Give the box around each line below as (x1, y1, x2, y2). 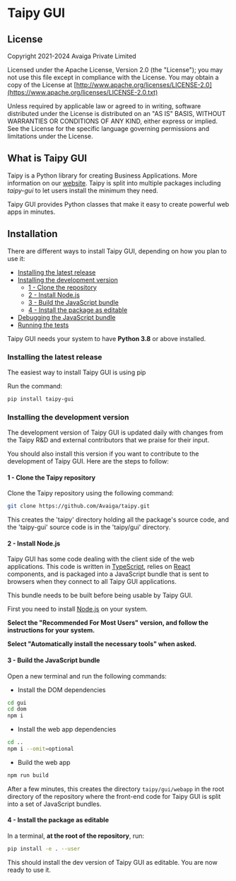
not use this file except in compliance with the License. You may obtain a (7, 73, 219, 81)
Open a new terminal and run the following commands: (7, 672, 167, 680)
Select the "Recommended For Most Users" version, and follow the (7, 618, 208, 627)
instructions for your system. (7, 626, 95, 635)
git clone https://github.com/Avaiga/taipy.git (7, 502, 151, 510)
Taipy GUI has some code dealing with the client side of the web (7, 555, 195, 563)
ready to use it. (7, 865, 52, 874)
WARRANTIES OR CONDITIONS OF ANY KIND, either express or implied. (7, 117, 218, 125)
